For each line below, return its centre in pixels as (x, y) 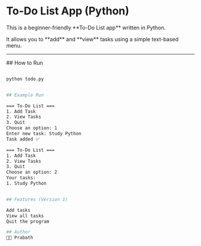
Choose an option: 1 (32, 128)
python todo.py (25, 79)
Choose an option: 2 (32, 172)
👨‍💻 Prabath (20, 238)
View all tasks (25, 216)
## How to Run (25, 63)
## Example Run (25, 95)
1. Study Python (26, 184)
